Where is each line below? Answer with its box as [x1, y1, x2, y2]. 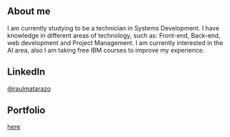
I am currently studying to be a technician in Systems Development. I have [7, 24, 220, 32]
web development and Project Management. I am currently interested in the [7, 38, 224, 47]
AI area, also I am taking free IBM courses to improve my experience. [7, 46, 205, 54]
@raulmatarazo [7, 84, 51, 93]
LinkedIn [7, 66, 46, 78]
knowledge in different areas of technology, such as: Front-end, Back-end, [7, 31, 221, 39]
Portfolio [7, 104, 46, 116]
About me [7, 6, 51, 17]
